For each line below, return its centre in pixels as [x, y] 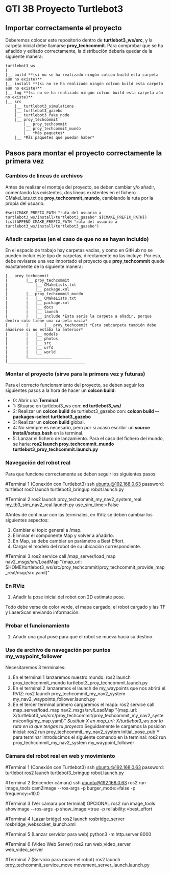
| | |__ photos [32, 339]
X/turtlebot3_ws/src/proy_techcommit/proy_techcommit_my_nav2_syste [88, 716]
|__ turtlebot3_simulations [44, 106]
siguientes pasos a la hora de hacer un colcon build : [60, 390]
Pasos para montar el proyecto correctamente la [84, 153]
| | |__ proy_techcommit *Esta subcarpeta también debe [81, 325]
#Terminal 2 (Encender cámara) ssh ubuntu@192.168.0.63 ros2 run [76, 782]
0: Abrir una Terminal [35, 401]
